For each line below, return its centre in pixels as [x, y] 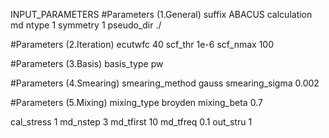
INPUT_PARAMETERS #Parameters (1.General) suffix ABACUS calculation [161, 14]
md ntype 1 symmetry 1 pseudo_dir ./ [86, 25]
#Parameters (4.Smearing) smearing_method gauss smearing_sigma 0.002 [165, 83]
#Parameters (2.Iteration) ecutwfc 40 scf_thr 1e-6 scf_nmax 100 [142, 44]
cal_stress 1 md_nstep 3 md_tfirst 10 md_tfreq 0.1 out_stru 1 [131, 122]
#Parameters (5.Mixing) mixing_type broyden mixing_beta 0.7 [136, 102]
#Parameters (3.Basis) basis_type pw [87, 63]
